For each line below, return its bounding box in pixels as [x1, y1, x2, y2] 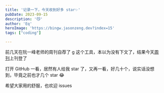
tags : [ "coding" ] [5, 30, 41, 35]
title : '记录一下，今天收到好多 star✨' [5, 7, 81, 12]
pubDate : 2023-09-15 [5, 12, 48, 17]
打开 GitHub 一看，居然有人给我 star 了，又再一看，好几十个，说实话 [5, 66, 146, 72]
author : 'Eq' [5, 21, 32, 26]
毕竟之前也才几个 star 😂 [13, 72, 65, 78]
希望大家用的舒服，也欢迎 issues [5, 83, 72, 89]
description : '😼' [5, 16, 43, 21]
